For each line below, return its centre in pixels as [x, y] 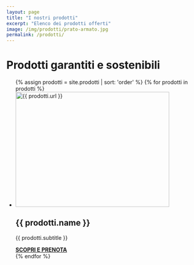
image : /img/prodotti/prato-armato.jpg [57, 29]
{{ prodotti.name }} [53, 223]
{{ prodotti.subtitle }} [41, 237]
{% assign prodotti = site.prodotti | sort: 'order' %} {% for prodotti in [102, 82]
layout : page [23, 12]
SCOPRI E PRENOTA [41, 250]
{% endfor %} [33, 256]
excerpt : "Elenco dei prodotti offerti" [59, 23]
